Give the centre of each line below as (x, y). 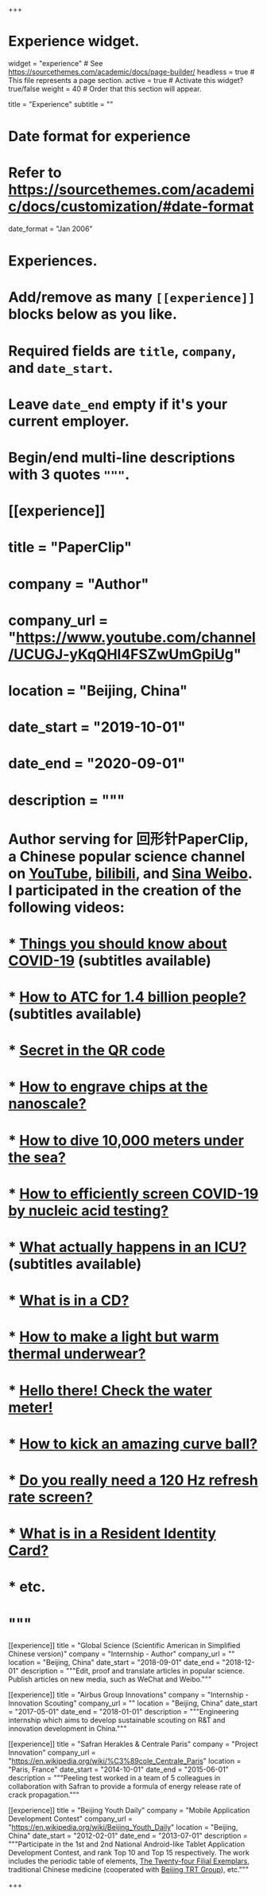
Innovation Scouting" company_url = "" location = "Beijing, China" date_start (133, 1703)
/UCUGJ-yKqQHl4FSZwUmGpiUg (121, 654)
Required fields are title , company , (122, 351)
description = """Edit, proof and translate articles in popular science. (132, 1671)
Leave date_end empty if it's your (118, 404)
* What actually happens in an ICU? (128, 1247)
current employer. (69, 421)
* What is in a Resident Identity (112, 1534)
